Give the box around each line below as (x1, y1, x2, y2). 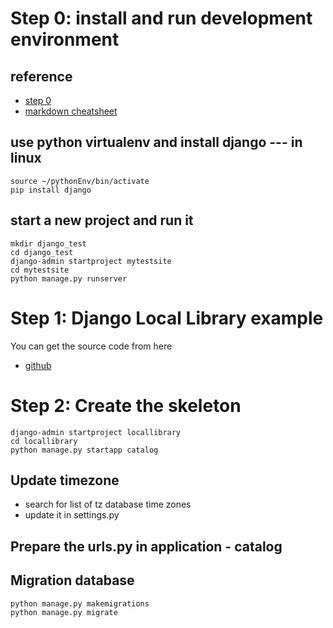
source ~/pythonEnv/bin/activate (10, 176, 150, 186)
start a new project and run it (10, 212, 194, 229)
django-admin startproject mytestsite (10, 256, 172, 266)
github (24, 359, 52, 371)
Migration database (10, 572, 135, 589)
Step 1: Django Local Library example (10, 307, 324, 329)
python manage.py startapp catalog (10, 445, 159, 455)
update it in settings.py (24, 509, 120, 521)
